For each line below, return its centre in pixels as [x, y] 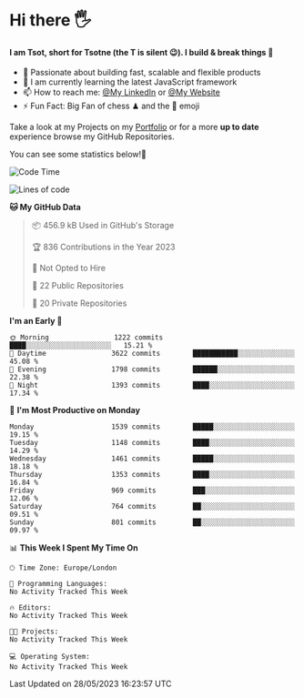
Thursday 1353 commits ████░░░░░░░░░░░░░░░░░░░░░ [152, 475]
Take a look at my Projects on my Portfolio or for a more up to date [134, 127]
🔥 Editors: [30, 608]
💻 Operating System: [50, 657]
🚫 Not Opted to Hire [69, 268]
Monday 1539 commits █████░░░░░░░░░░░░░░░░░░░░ [152, 427]
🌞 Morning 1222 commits [86, 338]
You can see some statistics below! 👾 [78, 155]
